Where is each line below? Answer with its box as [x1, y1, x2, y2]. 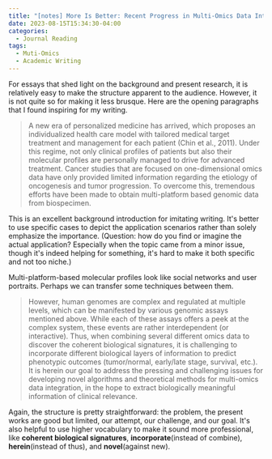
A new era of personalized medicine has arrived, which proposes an [28, 121, 257, 130]
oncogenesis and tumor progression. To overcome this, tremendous [28, 181, 255, 190]
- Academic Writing [15, 57, 82, 66]
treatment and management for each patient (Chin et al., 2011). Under [28, 138, 261, 147]
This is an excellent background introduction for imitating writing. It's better [8, 214, 260, 223]
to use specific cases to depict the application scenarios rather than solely [8, 222, 257, 232]
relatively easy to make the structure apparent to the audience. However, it [8, 87, 257, 97]
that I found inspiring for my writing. [8, 104, 128, 114]
